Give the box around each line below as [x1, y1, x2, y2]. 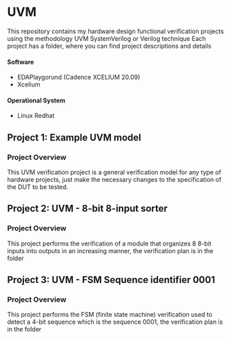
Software [7, 57, 34, 66]
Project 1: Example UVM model [7, 131, 141, 143]
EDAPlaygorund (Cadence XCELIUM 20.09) [17, 73, 141, 82]
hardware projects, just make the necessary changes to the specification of [7, 176, 222, 184]
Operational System [7, 96, 66, 104]
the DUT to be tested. [7, 183, 69, 191]
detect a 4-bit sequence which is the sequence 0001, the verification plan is [7, 318, 223, 326]
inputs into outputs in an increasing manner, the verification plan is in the [7, 246, 214, 255]
